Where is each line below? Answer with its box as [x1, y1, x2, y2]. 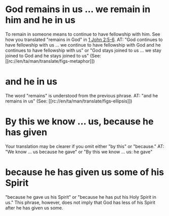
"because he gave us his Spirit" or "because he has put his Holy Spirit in [5, 194, 156, 200]
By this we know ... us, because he [5, 116, 154, 127]
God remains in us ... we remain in [5, 4, 151, 15]
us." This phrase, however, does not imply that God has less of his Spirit [5, 199, 156, 205]
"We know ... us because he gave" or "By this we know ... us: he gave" [5, 149, 153, 155]
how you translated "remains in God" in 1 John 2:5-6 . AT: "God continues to [5, 37, 163, 43]
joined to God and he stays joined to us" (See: [5, 52, 102, 59]
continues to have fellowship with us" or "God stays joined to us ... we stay [5, 47, 161, 53]
